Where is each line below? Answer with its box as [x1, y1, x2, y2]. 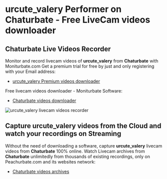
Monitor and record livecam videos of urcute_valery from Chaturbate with [5, 58, 159, 63]
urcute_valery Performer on [5, 3, 122, 15]
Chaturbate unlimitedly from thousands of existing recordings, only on [5, 153, 151, 159]
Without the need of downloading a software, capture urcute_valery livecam [5, 142, 163, 148]
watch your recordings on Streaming [5, 129, 121, 138]
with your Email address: [5, 68, 56, 74]
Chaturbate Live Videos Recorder [5, 44, 111, 53]
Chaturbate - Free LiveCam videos [5, 14, 151, 25]
